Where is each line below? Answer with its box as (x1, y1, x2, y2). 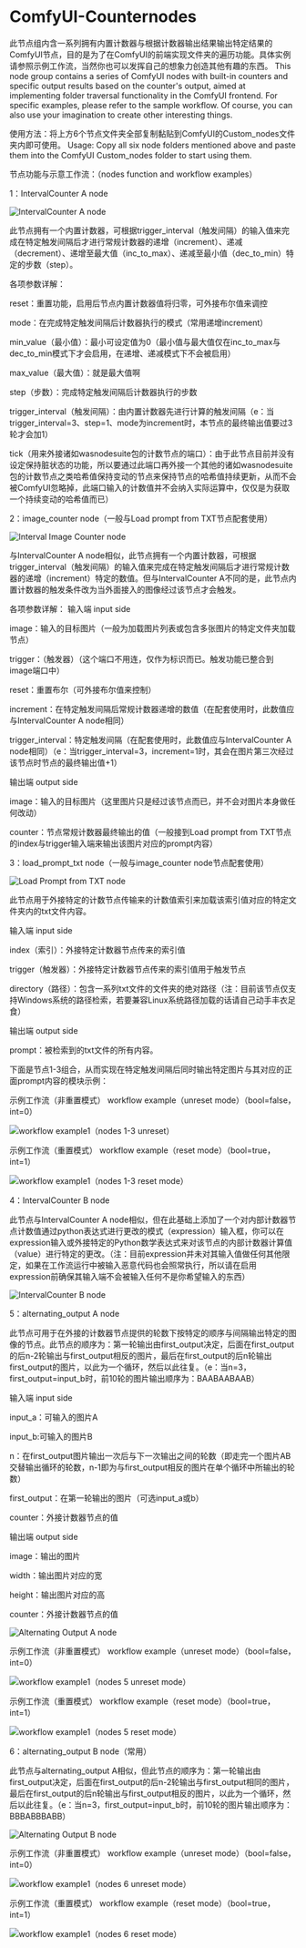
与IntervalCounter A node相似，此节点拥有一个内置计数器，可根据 (9, 549, 257, 561)
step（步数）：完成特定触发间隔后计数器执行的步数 (9, 386, 198, 397)
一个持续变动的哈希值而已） (9, 494, 114, 505)
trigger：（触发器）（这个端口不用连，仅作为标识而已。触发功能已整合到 (9, 653, 274, 664)
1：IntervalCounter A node (9, 188, 108, 199)
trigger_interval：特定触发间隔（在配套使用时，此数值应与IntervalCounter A (9, 734, 292, 745)
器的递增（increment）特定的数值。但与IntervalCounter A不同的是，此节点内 (9, 572, 297, 584)
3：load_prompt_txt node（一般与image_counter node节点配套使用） (9, 857, 269, 868)
